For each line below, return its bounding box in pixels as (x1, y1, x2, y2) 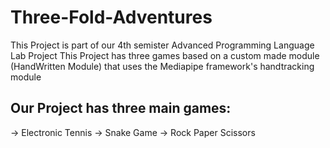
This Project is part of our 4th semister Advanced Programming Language (10, 39, 315, 51)
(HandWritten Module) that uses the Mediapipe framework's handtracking (10, 60, 315, 72)
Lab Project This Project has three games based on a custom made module (10, 49, 320, 61)
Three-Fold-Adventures (10, 6, 213, 29)
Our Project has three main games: (10, 100, 232, 117)
